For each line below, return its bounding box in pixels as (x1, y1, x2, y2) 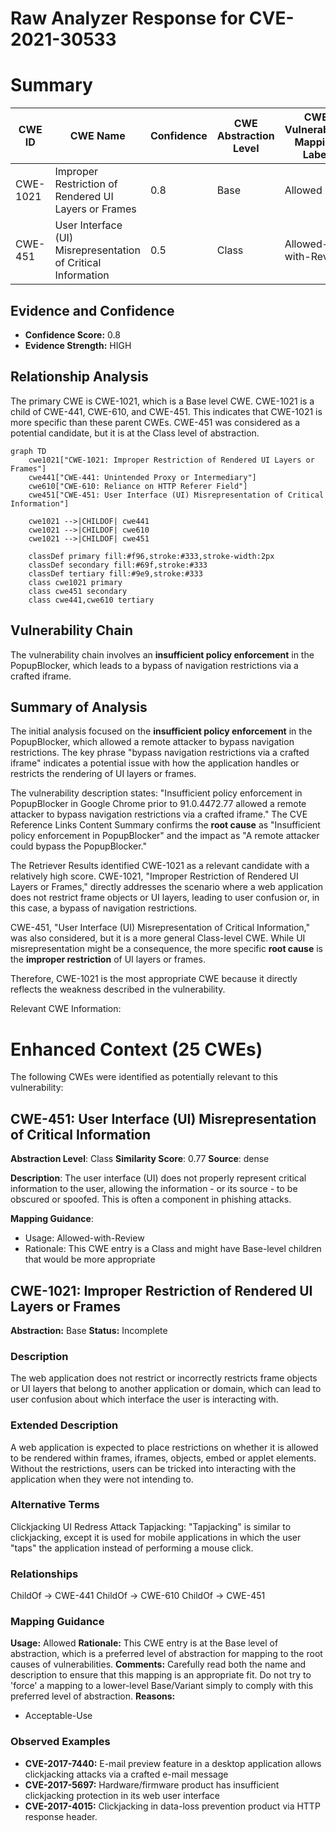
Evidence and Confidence (10, 302, 175, 319)
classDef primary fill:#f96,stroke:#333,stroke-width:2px (28, 551, 275, 561)
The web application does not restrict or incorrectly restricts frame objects (10, 1372, 318, 1384)
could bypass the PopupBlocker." (10, 840, 147, 852)
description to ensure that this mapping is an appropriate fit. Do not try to (10, 1669, 312, 1681)
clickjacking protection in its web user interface (24, 1789, 220, 1801)
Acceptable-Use (24, 1710, 93, 1722)
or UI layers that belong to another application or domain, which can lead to (10, 1383, 322, 1395)
